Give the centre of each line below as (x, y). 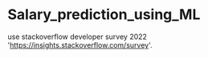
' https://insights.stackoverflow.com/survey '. (80, 44)
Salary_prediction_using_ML (104, 15)
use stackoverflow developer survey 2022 (77, 37)
